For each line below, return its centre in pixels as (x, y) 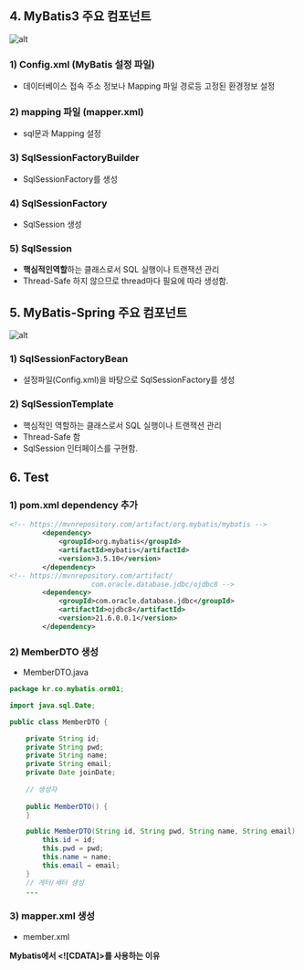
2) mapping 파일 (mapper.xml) (77, 112)
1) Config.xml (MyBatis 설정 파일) (82, 64)
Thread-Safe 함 (51, 436)
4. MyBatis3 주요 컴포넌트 (80, 16)
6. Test (29, 478)
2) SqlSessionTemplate (62, 404)
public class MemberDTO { (58, 722)
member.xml (46, 936)
